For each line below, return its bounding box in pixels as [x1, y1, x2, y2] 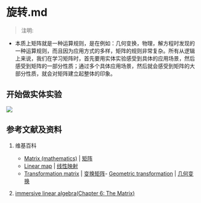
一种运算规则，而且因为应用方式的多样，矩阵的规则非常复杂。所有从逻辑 [14, 47, 195, 55]
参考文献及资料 [6, 125, 62, 135]
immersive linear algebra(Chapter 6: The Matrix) [14, 189, 135, 197]
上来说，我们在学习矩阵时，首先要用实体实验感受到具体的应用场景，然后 [14, 55, 195, 62]
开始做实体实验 [6, 89, 62, 100]
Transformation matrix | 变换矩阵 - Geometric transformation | [24, 170, 177, 177]
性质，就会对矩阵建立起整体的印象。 [25, 70, 116, 77]
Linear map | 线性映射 [24, 162, 78, 170]
